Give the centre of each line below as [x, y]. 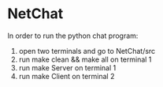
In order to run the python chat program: [73, 36]
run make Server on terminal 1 [67, 67]
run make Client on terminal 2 [67, 76]
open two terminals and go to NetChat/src [87, 51]
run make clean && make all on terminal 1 [85, 59]
